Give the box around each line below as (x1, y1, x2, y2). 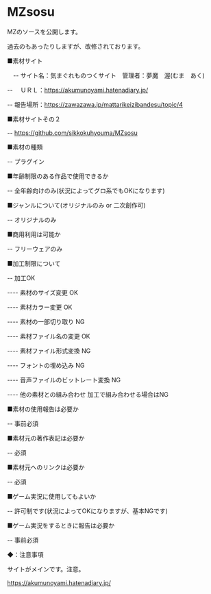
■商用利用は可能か (7, 230, 61, 238)
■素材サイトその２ (7, 114, 61, 123)
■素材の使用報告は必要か (7, 405, 79, 413)
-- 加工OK (7, 273, 36, 282)
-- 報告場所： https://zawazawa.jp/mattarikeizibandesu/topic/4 (7, 100, 183, 108)
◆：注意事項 (7, 550, 44, 558)
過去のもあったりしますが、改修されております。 (7, 42, 145, 50)
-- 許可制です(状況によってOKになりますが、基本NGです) (7, 506, 168, 515)
